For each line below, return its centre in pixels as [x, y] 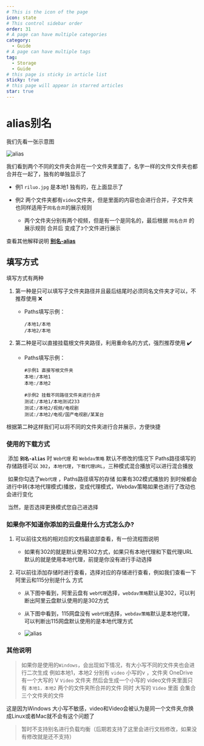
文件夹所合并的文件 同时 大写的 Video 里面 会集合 [135, 687]
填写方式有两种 [25, 278]
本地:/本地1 [37, 377]
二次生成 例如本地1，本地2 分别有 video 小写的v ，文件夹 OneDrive [110, 672]
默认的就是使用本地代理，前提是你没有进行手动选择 [88, 559]
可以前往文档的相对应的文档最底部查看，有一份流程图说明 [87, 539]
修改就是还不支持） [50, 736]
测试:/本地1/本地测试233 [52, 401]
